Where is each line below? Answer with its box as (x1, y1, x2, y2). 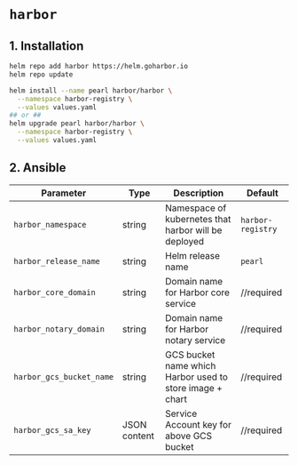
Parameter (41, 187, 87, 199)
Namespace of (165, 202, 227, 214)
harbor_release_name (13, 256, 100, 266)
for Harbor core (165, 286, 231, 299)
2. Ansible (9, 160, 67, 175)
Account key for (165, 418, 232, 430)
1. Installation (9, 38, 84, 53)
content (122, 429, 155, 442)
